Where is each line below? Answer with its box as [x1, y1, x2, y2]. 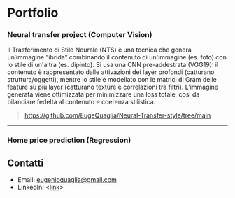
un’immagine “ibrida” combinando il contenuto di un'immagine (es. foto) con [7, 53, 227, 62]
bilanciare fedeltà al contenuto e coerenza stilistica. [7, 98, 156, 106]
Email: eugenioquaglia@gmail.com [17, 176, 117, 184]
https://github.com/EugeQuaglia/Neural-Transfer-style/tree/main [24, 111, 211, 120]
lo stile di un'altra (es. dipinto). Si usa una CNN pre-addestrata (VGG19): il [7, 61, 219, 69]
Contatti [7, 157, 44, 169]
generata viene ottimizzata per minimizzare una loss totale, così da [7, 90, 200, 99]
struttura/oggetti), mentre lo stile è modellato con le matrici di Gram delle [7, 76, 217, 84]
